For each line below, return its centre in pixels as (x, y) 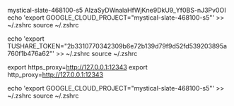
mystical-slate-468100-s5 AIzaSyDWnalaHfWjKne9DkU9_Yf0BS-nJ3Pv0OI (117, 10)
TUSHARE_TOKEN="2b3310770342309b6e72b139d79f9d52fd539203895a (117, 46)
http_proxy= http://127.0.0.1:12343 (55, 74)
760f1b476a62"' (31, 53)
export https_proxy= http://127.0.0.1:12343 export (78, 67)
